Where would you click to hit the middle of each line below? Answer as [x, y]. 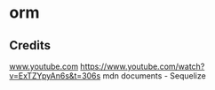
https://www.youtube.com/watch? [142, 66]
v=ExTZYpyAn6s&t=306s [55, 76]
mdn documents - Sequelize [154, 76]
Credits [30, 45]
